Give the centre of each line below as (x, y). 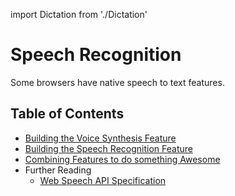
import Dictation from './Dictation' (79, 14)
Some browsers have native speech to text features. (117, 82)
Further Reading (58, 170)
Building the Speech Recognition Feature (108, 148)
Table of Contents (67, 114)
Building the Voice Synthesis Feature (100, 138)
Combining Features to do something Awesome (122, 159)
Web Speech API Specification (103, 180)
